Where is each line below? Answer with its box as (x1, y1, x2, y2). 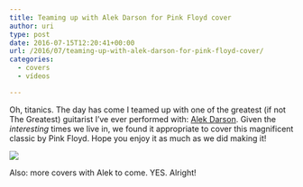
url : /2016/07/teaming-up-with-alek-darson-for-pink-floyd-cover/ (9, 47, 264, 56)
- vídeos (17, 72, 50, 81)
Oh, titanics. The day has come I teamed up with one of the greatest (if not (9, 104, 287, 115)
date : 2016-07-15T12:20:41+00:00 (9, 38, 135, 48)
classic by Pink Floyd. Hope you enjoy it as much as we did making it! (9, 132, 267, 144)
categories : (9, 55, 54, 64)
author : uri (9, 22, 54, 31)
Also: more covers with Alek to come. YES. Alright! (9, 167, 197, 178)
